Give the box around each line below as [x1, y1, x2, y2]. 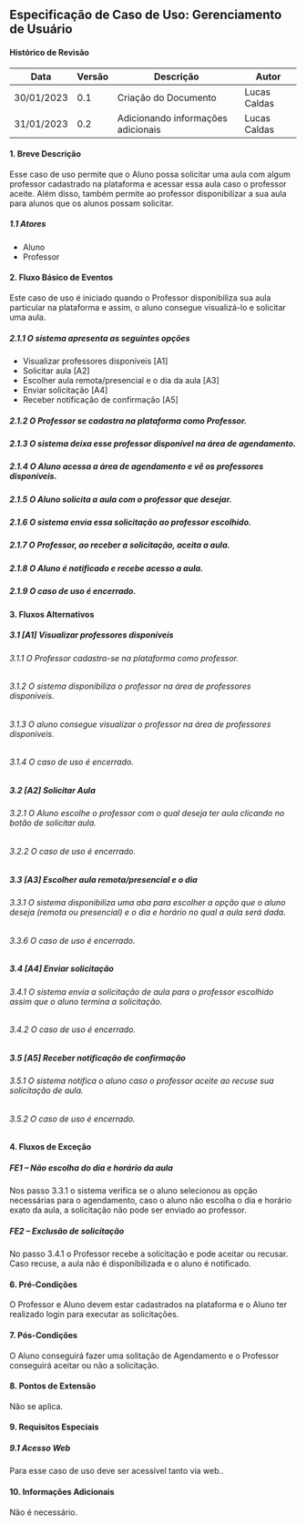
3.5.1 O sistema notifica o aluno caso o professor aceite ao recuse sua [9, 1075, 275, 1087]
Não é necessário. [9, 1507, 78, 1518]
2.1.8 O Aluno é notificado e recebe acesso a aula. [9, 562, 203, 573]
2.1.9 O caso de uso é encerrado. [9, 586, 137, 597]
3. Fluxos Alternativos [9, 609, 95, 619]
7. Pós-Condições [9, 1330, 78, 1341]
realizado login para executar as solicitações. [9, 1309, 179, 1320]
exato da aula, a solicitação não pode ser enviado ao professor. [9, 1204, 248, 1215]
